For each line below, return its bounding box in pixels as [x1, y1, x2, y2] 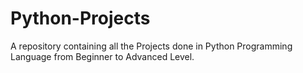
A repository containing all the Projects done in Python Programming [10, 40, 293, 52]
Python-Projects [10, 7, 151, 30]
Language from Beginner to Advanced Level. [10, 50, 195, 62]
